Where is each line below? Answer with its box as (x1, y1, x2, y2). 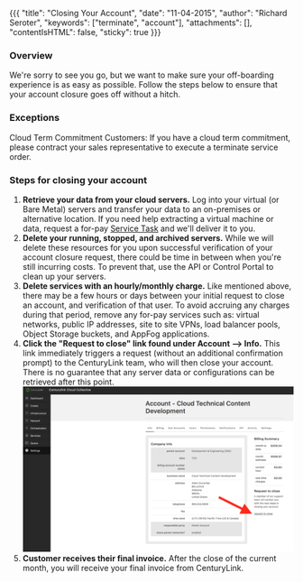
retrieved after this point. (22, 376, 115, 387)
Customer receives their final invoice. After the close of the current (22, 553, 277, 564)
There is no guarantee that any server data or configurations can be (22, 366, 275, 377)
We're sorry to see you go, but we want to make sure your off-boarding (9, 69, 275, 80)
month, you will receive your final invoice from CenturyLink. (22, 563, 244, 574)
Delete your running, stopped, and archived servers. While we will (22, 232, 274, 243)
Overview (9, 49, 53, 61)
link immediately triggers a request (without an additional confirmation (22, 347, 284, 358)
